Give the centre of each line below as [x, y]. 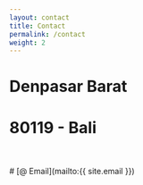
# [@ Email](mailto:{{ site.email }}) [72, 172]
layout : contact [39, 17]
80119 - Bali [53, 127]
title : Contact [38, 26]
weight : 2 [28, 42]
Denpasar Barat [68, 87]
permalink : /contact [48, 34]
